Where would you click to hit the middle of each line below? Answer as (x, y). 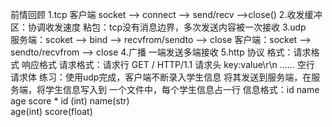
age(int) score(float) (51, 111)
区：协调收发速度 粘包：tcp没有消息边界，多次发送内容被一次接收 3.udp (158, 27)
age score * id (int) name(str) (70, 101)
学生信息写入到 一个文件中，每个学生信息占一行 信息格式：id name (182, 89)
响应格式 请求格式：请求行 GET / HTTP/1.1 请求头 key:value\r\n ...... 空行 (168, 64)
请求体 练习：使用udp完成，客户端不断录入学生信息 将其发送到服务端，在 (161, 77)
